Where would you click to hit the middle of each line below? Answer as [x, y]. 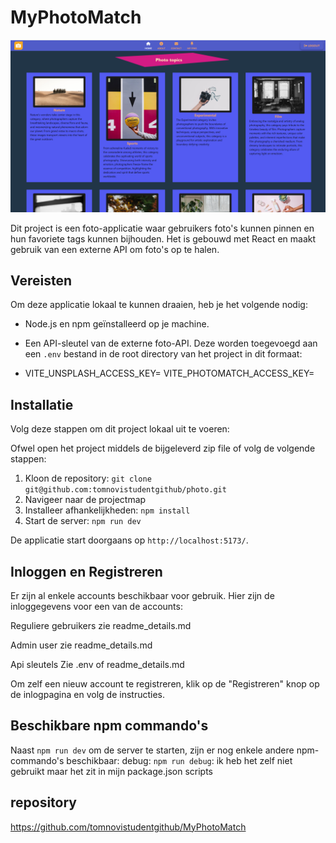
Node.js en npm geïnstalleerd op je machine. [117, 324]
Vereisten [41, 280]
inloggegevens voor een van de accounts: [96, 606]
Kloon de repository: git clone [88, 478]
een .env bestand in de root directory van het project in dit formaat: [163, 354]
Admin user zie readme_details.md [81, 645]
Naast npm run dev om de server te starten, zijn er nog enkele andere [152, 750]
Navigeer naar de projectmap [85, 500]
